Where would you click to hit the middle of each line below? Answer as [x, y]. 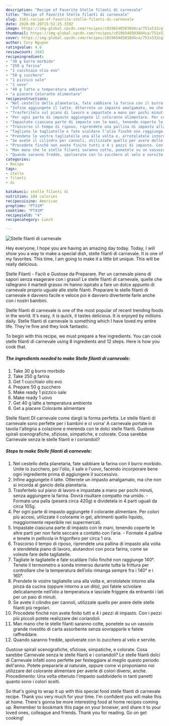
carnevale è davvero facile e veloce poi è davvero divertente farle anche [80, 295]
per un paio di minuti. [35, 597]
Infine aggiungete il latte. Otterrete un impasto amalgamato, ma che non [87, 480]
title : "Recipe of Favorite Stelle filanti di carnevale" [67, 15]
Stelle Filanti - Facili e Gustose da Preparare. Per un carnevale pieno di [78, 274]
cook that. [16, 347]
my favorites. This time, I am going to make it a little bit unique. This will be [82, 259]
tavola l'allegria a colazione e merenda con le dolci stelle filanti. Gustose [80, 429]
